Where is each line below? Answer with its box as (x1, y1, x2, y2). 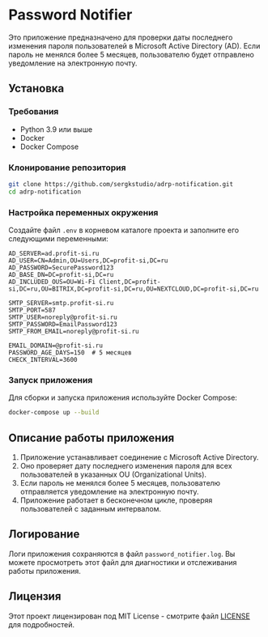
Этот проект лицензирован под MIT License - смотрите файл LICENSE (8, 611, 251, 621)
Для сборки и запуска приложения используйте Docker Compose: (8, 393, 237, 402)
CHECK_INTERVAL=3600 (8, 355, 79, 363)
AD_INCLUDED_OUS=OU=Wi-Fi (8, 278, 96, 286)
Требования (8, 106, 59, 117)
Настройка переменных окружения (8, 206, 159, 218)
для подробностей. (8, 619, 75, 629)
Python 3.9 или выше (19, 124, 93, 134)
